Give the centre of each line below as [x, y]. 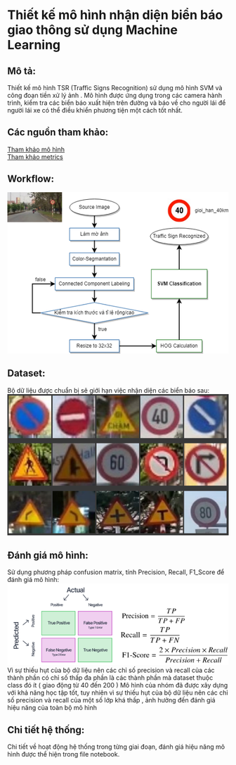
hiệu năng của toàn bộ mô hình [52, 708]
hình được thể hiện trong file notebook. [64, 754]
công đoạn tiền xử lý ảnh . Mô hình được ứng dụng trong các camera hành [115, 95]
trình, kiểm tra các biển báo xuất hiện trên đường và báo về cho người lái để [117, 103]
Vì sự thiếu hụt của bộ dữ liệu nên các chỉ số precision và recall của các [111, 670]
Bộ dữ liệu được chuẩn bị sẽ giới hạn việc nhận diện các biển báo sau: [108, 390]
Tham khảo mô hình [36, 149]
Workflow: [31, 179]
